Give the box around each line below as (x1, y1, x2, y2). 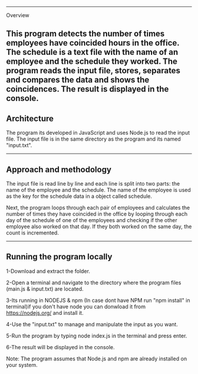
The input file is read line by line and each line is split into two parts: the (6, 180, 180, 187)
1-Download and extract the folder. (6, 267, 90, 275)
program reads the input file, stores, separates (6, 66, 181, 76)
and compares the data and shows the (6, 75, 150, 85)
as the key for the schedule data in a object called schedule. (6, 193, 152, 200)
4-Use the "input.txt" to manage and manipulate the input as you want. (6, 320, 178, 328)
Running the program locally (6, 252, 113, 262)
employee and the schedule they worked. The (6, 57, 178, 67)
